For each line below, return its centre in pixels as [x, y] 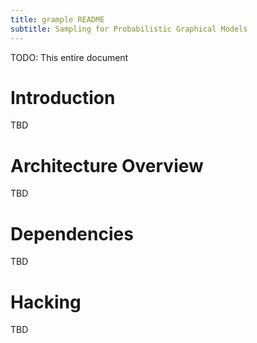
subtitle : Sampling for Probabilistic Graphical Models [129, 29]
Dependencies [72, 233]
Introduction [63, 97]
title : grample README [57, 19]
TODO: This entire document [69, 57]
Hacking [46, 302]
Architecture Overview [107, 165]
